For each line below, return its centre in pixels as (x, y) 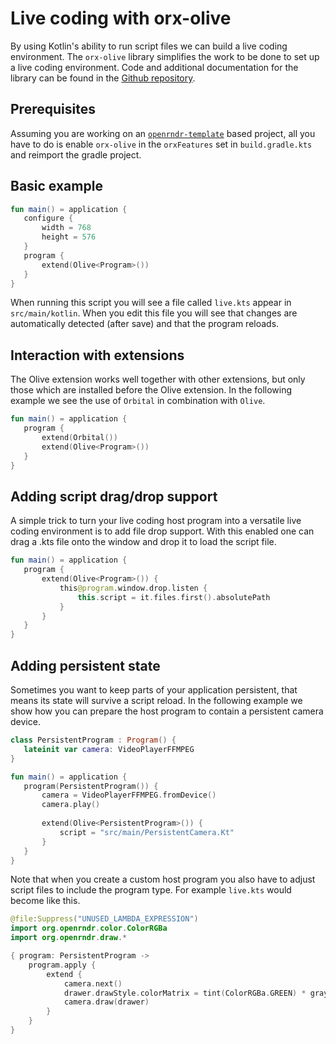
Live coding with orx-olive (121, 18)
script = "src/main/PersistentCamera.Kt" (147, 832)
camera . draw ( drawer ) (106, 1002)
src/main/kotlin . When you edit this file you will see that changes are (154, 313)
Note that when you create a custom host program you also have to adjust (163, 879)
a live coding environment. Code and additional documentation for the (154, 67)
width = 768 (66, 228)
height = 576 (69, 237)
